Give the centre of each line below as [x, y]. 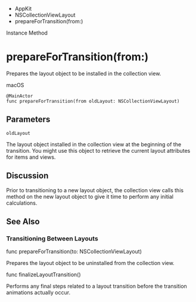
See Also [23, 221]
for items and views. [31, 157]
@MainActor [20, 96]
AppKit [23, 9]
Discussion [27, 176]
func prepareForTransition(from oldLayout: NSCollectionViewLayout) [93, 101]
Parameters [28, 120]
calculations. [22, 203]
